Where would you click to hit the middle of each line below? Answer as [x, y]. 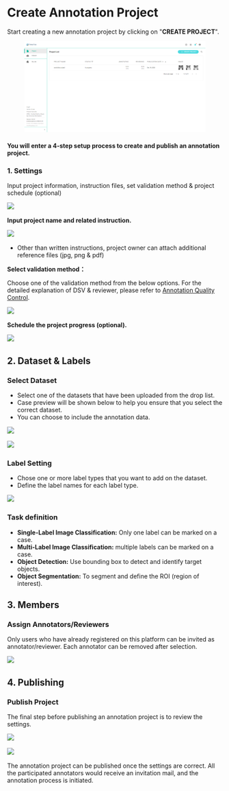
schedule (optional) [35, 193]
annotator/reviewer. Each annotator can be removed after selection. [102, 647]
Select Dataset [32, 380]
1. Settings [25, 171]
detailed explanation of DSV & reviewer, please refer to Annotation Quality [111, 290]
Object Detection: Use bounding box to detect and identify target [109, 561]
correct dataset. [40, 410]
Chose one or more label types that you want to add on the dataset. [112, 478]
